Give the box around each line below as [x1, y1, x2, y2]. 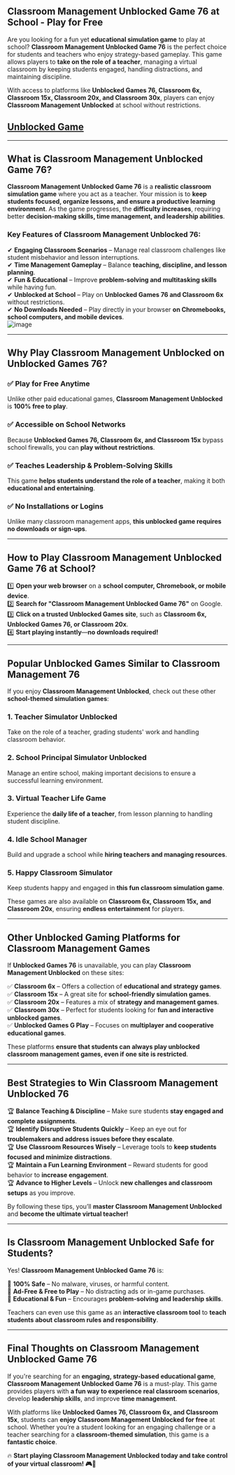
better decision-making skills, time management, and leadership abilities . [7, 212, 225, 221]
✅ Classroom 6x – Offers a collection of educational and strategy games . [7, 982, 222, 990]
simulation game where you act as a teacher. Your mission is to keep [7, 190, 208, 198]
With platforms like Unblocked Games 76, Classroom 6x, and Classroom [7, 1408, 218, 1416]
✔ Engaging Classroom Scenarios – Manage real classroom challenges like [7, 245, 226, 254]
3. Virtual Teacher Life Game [7, 794, 106, 803]
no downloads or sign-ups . [7, 525, 87, 533]
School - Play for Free [7, 17, 104, 29]
